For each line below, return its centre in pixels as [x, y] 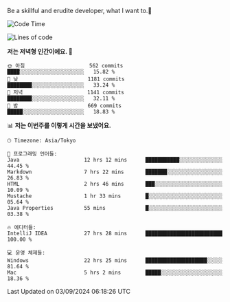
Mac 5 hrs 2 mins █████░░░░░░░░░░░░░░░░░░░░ [115, 272]
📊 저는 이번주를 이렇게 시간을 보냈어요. [59, 125]
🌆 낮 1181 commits [66, 79]
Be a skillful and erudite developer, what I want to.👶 [80, 11]
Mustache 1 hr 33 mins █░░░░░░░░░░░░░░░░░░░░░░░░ [115, 196]
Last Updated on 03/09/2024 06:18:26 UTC [69, 291]
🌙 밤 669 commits [65, 106]
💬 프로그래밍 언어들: [32, 154]
